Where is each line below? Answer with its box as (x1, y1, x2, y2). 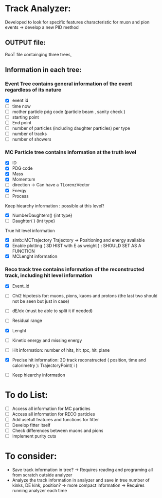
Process (12, 193, 29, 199)
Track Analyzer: (5, 3, 71, 14)
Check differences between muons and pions (12, 428, 104, 433)
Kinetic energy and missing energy (12, 337, 82, 343)
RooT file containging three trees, (5, 51, 72, 57)
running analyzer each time (12, 488, 67, 494)
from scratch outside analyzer (12, 472, 72, 478)
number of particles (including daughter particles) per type (12, 125, 130, 131)
